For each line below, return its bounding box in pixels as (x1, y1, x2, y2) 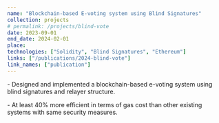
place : (7, 42, 26, 49)
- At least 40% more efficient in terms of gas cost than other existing (7, 100, 202, 109)
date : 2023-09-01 (7, 29, 57, 36)
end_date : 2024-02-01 (7, 36, 70, 43)
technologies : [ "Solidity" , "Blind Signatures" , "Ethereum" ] (7, 49, 187, 56)
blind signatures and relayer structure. (7, 87, 116, 96)
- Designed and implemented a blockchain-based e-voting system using (7, 80, 213, 88)
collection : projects (7, 16, 70, 23)
